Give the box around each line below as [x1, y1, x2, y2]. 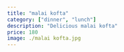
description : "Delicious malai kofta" [7, 22, 118, 29]
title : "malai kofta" [7, 9, 69, 17]
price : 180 [7, 28, 38, 36]
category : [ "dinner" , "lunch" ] [7, 16, 97, 23]
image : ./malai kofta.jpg [7, 35, 81, 42]
